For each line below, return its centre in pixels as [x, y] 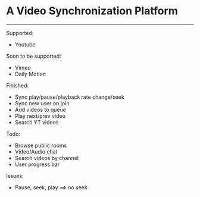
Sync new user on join [42, 103]
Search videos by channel [47, 158]
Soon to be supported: [34, 56]
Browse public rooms [41, 145]
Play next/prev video [40, 116]
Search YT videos [37, 122]
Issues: [15, 176]
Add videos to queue [40, 110]
